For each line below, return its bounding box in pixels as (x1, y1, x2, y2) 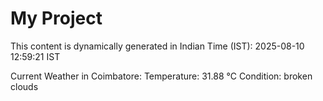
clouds (10, 80, 39, 92)
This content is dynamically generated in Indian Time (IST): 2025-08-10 (10, 40, 305, 52)
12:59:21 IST (10, 50, 61, 62)
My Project (10, 7, 103, 30)
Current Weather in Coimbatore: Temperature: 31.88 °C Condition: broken (10, 70, 313, 82)
